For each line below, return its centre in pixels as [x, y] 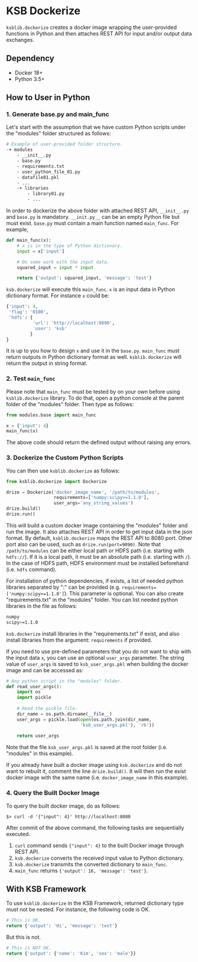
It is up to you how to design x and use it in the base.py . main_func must [93, 351]
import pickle [34, 698]
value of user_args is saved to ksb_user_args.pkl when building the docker [98, 664]
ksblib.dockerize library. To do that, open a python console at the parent [95, 398]
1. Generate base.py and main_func [58, 115]
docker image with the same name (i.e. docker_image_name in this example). [97, 778]
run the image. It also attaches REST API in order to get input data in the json [99, 532]
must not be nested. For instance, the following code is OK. [78, 909]
